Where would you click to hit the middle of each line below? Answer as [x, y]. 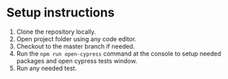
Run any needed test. [46, 68]
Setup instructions [60, 13]
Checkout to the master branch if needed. [76, 46]
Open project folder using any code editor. [76, 38]
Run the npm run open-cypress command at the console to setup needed [118, 54]
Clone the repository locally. [56, 32]
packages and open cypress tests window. [77, 60]
